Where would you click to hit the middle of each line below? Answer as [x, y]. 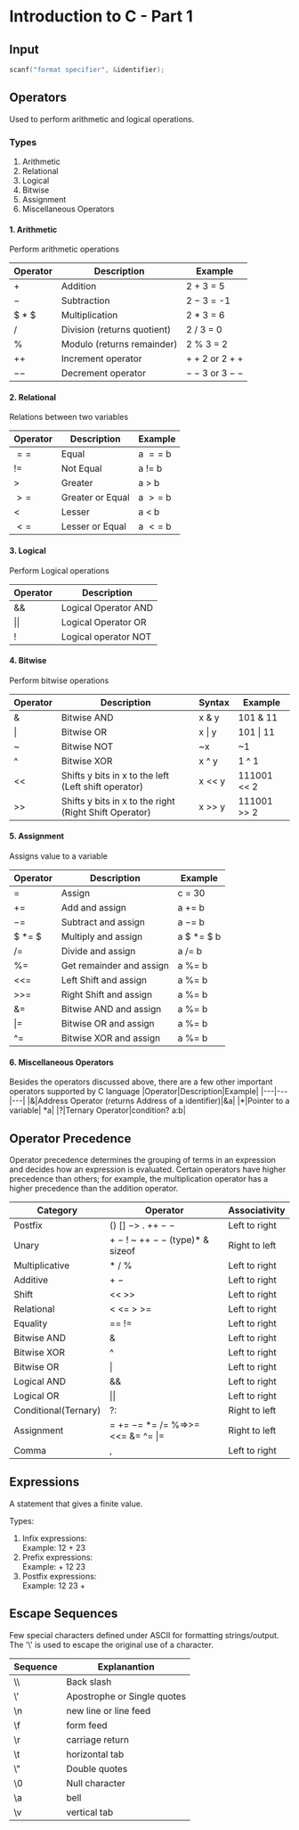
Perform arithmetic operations [65, 249]
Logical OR [36, 1396]
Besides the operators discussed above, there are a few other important [141, 1082]
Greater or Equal [96, 498]
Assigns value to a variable [59, 856]
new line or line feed [109, 1710]
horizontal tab [95, 1754]
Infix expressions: [54, 1538]
